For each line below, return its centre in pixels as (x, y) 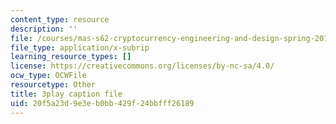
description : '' (44, 29)
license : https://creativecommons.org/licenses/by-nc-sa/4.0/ (142, 66)
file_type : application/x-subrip (80, 47)
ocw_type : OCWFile (48, 76)
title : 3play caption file (66, 94)
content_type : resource (60, 19)
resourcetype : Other (53, 85)
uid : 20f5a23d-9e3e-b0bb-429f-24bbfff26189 (102, 103)
